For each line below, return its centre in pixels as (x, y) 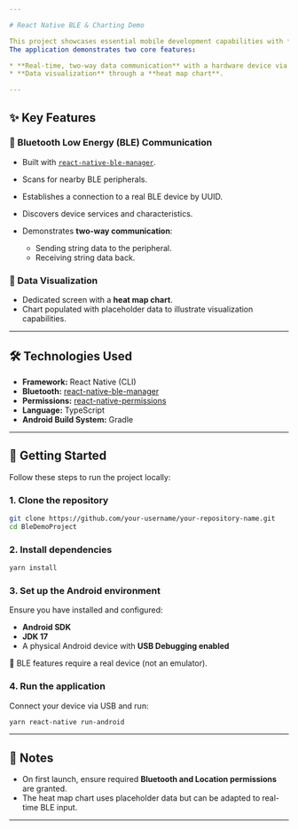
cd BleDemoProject (43, 526)
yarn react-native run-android (67, 722)
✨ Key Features (52, 118)
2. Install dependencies (61, 549)
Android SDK (47, 628)
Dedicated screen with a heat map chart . (97, 300)
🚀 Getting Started (58, 456)
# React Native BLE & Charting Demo (77, 25)
